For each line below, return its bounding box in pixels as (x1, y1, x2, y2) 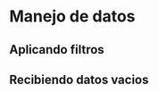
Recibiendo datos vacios (9, 72, 149, 87)
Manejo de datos (9, 6, 136, 27)
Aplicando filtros (9, 42, 104, 57)
